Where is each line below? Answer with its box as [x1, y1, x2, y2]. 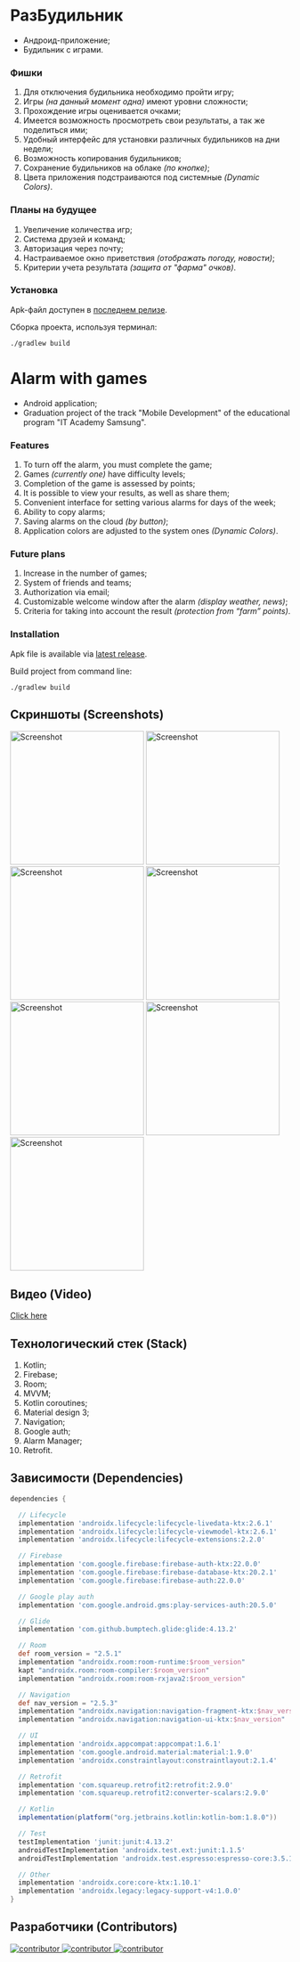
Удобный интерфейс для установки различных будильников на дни [22, 135, 280, 145]
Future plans [10, 547, 66, 560]
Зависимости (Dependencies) [10, 1471, 184, 1486]
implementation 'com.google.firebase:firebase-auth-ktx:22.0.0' [18, 1560, 262, 1569]
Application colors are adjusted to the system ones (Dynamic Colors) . [22, 526, 279, 536]
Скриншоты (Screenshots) [10, 707, 164, 723]
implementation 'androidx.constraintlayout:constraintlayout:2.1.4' [18, 1756, 278, 1765]
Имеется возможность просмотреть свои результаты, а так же [22, 115, 265, 126]
